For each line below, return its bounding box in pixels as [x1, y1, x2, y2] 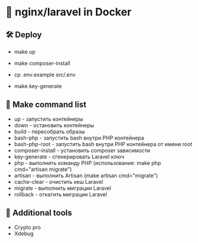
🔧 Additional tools [5, 208, 72, 218]
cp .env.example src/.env [14, 71, 76, 78]
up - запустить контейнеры [14, 115, 84, 122]
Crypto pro [14, 223, 41, 231]
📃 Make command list [5, 100, 87, 110]
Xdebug [14, 230, 34, 237]
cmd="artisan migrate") [14, 166, 72, 173]
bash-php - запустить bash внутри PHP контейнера [14, 134, 145, 141]
